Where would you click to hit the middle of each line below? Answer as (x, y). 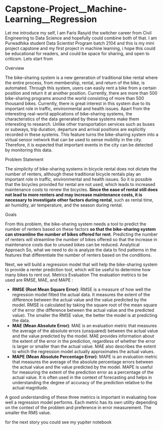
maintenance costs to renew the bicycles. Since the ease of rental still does (81, 189)
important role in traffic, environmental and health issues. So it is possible (79, 179)
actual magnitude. (30, 388)
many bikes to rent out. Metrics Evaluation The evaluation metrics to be (76, 275)
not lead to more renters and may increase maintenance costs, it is (74, 195)
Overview (15, 68)
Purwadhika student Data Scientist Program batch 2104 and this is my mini (80, 43)
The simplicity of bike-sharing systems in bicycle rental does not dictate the (81, 168)
